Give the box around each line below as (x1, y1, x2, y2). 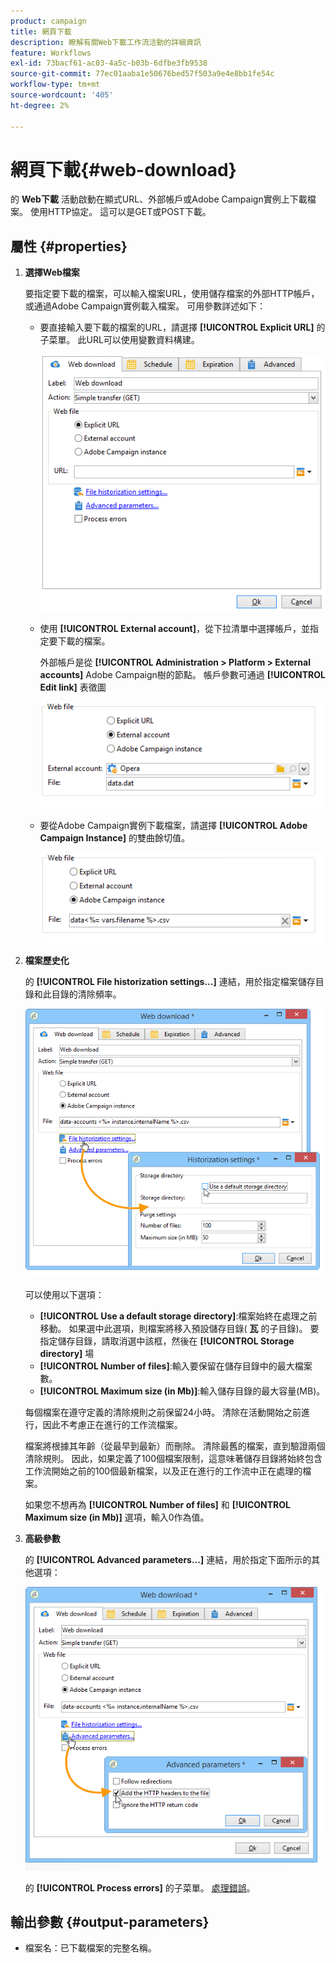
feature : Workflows (10, 48, 92, 58)
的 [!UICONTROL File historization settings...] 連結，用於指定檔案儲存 (24, 976, 316, 988)
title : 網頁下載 (10, 26, 72, 37)
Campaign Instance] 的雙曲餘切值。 (39, 832, 190, 844)
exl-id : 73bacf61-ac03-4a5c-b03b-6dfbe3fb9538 (10, 58, 208, 69)
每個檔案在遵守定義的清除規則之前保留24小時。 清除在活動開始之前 (24, 1406, 302, 1419)
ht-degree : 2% (10, 100, 70, 110)
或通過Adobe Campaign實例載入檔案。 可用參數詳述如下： (24, 300, 267, 312)
